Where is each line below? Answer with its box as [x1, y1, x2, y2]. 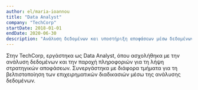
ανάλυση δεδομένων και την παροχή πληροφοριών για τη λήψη [6, 58, 164, 65]
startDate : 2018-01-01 [6, 25, 62, 31]
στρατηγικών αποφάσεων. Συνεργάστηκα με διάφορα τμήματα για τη [6, 65, 178, 71]
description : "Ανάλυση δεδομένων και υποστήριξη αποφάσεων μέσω [6, 36, 167, 42]
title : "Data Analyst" [6, 14, 62, 20]
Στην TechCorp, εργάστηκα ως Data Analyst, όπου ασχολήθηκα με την [6, 52, 180, 59]
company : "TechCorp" [6, 19, 57, 25]
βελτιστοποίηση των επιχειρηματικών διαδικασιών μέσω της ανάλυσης [6, 71, 181, 78]
